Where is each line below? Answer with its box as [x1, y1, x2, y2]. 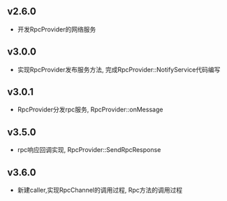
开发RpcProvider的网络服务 [17, 25, 96, 34]
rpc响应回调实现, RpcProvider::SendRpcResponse [17, 146, 161, 154]
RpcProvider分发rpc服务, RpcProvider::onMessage [17, 105, 163, 114]
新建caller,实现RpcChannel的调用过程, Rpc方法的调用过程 [17, 186, 183, 195]
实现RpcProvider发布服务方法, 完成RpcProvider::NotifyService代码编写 [17, 65, 221, 74]
